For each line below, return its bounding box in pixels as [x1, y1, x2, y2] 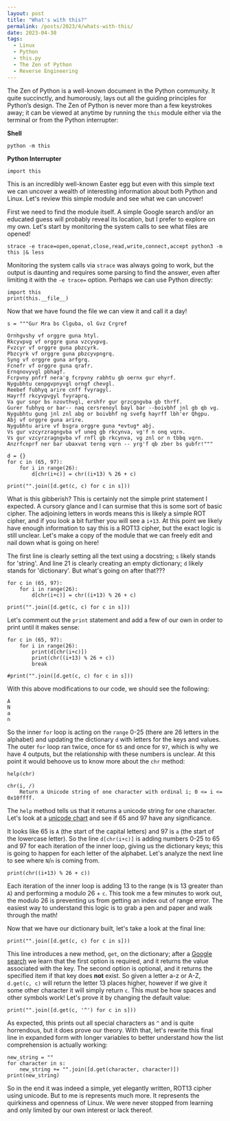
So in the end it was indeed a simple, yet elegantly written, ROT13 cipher [7, 1084, 211, 1092]
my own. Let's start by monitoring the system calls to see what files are [7, 222, 209, 230]
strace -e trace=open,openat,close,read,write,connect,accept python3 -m [7, 243, 223, 249]
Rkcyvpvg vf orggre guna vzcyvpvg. [7, 338, 109, 345]
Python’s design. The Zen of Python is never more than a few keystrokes [7, 101, 212, 109]
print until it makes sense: [7, 623, 80, 631]
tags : [7, 36, 23, 43]
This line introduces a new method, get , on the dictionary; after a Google [7, 949, 213, 957]
